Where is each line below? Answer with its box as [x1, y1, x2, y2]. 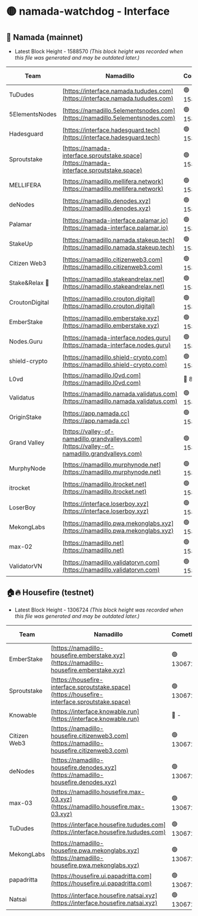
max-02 [9, 542, 32, 551]
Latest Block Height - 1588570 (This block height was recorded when [14, 48, 183, 55]
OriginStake [9, 413, 42, 421]
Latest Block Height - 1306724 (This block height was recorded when [14, 606, 184, 613]
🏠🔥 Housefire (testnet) [6, 588, 94, 598]
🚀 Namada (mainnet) [6, 32, 84, 42]
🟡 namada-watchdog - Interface [6, 5, 170, 18]
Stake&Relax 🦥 [9, 279, 49, 287]
